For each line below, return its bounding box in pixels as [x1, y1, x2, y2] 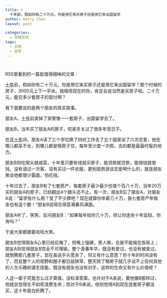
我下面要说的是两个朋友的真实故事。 [5, 104, 80, 110]
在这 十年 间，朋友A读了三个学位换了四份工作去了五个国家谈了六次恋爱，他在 [5, 136, 161, 142]
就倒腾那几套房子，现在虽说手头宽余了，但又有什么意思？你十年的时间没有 [5, 252, 158, 258]
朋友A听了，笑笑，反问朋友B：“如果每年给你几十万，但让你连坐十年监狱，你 [5, 212, 161, 218]
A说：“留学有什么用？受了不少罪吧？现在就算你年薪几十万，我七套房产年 [5, 195, 154, 201]
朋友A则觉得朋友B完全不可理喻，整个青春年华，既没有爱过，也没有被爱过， [5, 246, 159, 252]
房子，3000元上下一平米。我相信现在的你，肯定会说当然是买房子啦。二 [5, 88, 152, 94]
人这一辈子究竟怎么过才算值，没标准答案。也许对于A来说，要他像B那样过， [5, 275, 159, 281]
